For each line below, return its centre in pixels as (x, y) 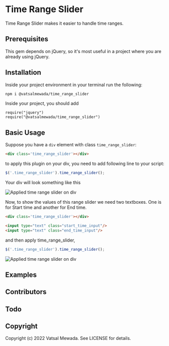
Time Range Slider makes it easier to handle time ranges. (64, 23)
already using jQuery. (27, 56)
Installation (23, 72)
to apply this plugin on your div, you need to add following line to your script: (85, 164)
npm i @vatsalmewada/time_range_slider (47, 94)
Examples (21, 275)
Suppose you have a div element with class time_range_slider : (71, 145)
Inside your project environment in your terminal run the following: (74, 85)
